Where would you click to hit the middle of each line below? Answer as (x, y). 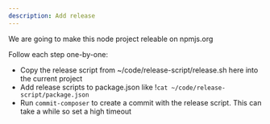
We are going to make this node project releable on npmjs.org (111, 39)
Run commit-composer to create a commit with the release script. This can (141, 102)
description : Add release (52, 16)
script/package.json (54, 95)
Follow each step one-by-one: (58, 54)
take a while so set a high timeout (75, 111)
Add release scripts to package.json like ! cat (94, 87)
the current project (51, 78)
